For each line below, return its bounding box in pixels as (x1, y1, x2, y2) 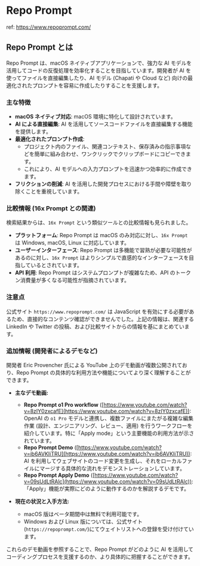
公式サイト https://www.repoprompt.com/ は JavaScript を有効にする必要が (6, 308, 189, 315)
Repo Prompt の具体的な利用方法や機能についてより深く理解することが (16, 369, 191, 376)
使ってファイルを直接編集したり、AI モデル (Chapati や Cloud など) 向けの (6, 74, 188, 81)
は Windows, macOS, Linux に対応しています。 (14, 239, 130, 246)
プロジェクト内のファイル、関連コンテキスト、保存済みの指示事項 (23, 143, 186, 150)
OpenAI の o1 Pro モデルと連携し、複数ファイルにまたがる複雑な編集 (23, 414, 194, 422)
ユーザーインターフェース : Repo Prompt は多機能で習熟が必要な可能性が (14, 247, 192, 254)
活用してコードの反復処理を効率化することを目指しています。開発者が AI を (6, 66, 192, 74)
